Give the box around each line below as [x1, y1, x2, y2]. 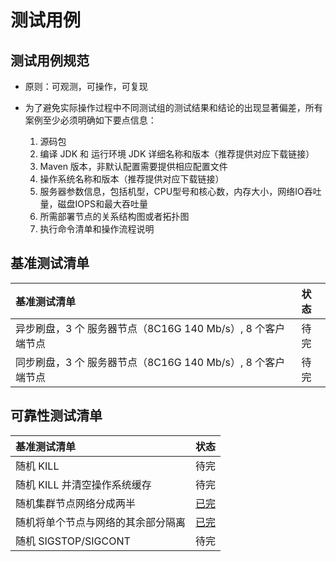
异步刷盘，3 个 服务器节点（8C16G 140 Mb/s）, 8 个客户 [15, 321, 286, 335]
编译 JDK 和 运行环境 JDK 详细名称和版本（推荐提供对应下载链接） [39, 148, 315, 160]
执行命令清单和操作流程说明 [39, 223, 155, 235]
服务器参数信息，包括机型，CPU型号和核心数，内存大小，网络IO [39, 186, 305, 197]
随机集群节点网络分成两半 [15, 496, 137, 510]
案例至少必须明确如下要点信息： [24, 114, 157, 126]
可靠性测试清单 [10, 407, 103, 425]
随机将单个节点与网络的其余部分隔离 [15, 515, 187, 529]
